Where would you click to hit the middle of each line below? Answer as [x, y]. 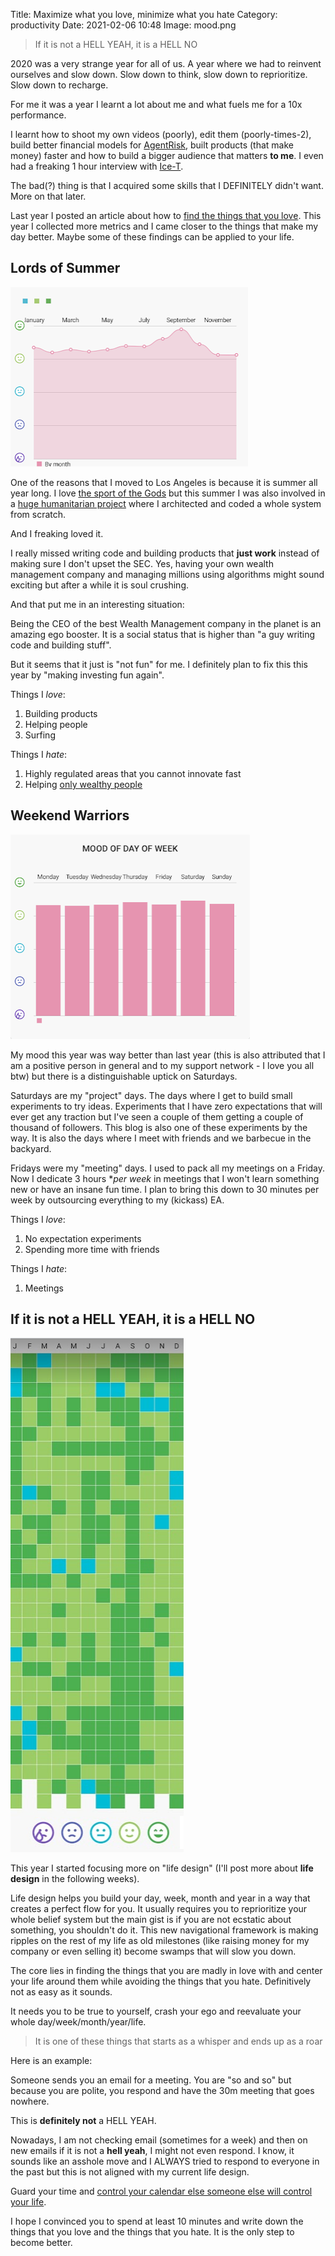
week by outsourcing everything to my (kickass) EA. [117, 1200]
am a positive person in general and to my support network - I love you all [162, 1065]
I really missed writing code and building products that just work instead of [165, 553]
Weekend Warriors [70, 815]
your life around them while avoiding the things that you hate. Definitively [161, 1981]
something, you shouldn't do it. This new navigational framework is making [164, 1930]
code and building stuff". [61, 645]
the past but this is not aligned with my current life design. [130, 2172]
